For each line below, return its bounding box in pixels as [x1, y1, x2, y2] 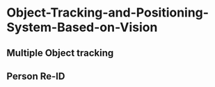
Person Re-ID [6, 70, 65, 82]
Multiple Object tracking [6, 47, 114, 59]
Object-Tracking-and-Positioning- [6, 5, 209, 21]
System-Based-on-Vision [6, 19, 158, 35]
